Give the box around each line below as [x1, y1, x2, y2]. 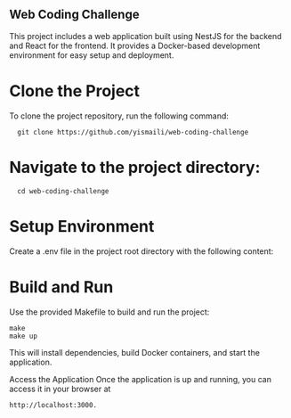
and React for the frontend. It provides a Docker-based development [9, 40, 261, 51]
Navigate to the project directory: [9, 157, 261, 177]
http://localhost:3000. [9, 400, 98, 409]
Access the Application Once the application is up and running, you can [9, 373, 271, 384]
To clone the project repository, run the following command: [9, 111, 230, 121]
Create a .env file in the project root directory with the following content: [9, 245, 274, 257]
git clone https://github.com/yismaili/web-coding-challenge [17, 127, 249, 136]
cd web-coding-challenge [17, 186, 109, 195]
